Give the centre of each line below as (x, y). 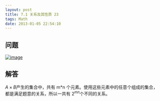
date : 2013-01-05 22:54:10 (33, 24)
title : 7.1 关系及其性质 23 (32, 14)
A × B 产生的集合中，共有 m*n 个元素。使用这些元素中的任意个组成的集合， (81, 87)
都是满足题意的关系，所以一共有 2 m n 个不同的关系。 (58, 93)
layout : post (19, 10)
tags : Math (16, 19)
